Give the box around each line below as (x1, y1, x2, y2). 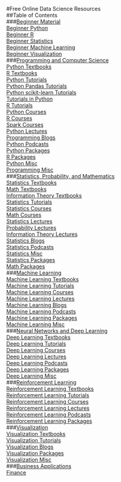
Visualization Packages (6, 450, 65, 457)
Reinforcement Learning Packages (6, 418, 93, 424)
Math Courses (6, 212, 42, 218)
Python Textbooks (6, 63, 52, 70)
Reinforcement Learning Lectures (6, 404, 90, 412)
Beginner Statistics (6, 38, 53, 44)
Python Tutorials (6, 76, 47, 83)
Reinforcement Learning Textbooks (6, 385, 94, 392)
